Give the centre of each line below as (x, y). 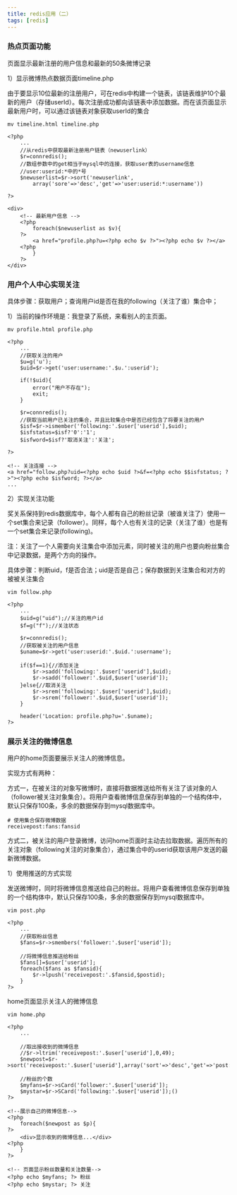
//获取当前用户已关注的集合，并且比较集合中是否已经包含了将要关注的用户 (113, 420)
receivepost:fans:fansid (44, 827)
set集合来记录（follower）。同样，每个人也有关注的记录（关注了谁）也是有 (120, 523)
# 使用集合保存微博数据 (37, 821)
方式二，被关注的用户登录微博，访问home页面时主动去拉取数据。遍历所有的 (117, 840)
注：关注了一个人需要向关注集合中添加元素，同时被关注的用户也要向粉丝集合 (119, 546)
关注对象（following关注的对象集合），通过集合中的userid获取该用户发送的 (115, 850)
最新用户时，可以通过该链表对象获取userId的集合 (78, 111)
